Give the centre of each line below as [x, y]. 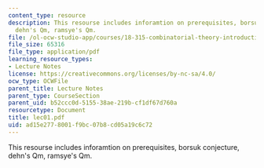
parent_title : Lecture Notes [56, 88]
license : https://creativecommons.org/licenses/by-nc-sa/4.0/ [112, 74]
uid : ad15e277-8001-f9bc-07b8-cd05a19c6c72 [81, 125]
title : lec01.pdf [37, 118]
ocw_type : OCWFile [38, 81]
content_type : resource [47, 15]
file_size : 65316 [37, 45]
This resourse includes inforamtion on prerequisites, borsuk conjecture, [124, 147]
